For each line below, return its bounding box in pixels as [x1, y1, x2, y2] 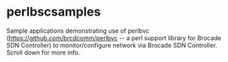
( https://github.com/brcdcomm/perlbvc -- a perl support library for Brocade [6, 33, 222, 42]
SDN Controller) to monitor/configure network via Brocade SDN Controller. [6, 41, 218, 49]
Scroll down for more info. [6, 48, 81, 57]
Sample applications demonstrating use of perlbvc [6, 27, 149, 35]
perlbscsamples [6, 4, 101, 20]
